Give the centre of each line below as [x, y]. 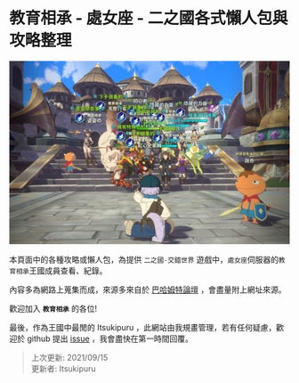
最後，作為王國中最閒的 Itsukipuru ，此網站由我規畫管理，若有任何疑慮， [143, 328]
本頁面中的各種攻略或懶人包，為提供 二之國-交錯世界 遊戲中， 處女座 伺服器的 [144, 260]
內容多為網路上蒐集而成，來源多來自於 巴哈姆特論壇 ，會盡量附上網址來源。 [148, 289]
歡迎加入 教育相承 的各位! [53, 309]
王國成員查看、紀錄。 [68, 271]
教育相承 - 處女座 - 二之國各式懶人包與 [149, 18]
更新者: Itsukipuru [63, 369]
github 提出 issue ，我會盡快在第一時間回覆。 [110, 338]
